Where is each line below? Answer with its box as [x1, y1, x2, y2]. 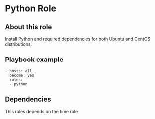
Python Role [5, 3, 56, 14]
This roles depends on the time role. [5, 108, 79, 114]
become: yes [9, 73, 35, 78]
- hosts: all [5, 68, 32, 73]
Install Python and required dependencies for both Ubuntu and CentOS [5, 36, 151, 42]
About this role [5, 23, 52, 31]
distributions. [5, 41, 32, 47]
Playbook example [5, 56, 64, 64]
